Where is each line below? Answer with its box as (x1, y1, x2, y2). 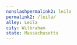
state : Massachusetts (6, 30, 59, 36)
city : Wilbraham (6, 25, 45, 31)
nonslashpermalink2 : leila (6, 8, 72, 15)
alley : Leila (6, 19, 38, 25)
